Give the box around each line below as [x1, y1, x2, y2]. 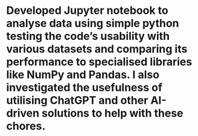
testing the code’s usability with [6, 30, 170, 43]
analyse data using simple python [6, 16, 179, 30]
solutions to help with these [41, 106, 184, 120]
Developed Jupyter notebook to [6, 4, 168, 18]
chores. [6, 119, 46, 133]
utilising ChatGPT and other [6, 94, 148, 108]
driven [6, 106, 40, 120]
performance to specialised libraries [6, 55, 193, 69]
